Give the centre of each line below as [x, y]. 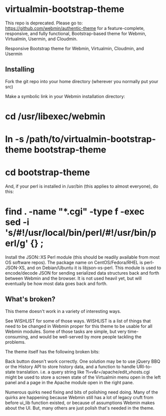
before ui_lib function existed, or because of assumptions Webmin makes [80, 403]
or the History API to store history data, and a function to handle [70, 366]
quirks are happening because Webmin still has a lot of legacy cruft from [79, 397]
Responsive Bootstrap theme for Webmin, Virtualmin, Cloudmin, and [75, 48]
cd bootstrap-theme [48, 172]
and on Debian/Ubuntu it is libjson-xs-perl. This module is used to [94, 268]
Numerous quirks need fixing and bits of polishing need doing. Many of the [82, 392]
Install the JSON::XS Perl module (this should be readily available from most [83, 257]
